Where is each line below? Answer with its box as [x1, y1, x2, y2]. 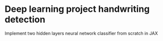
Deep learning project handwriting [4, 3, 150, 15]
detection [4, 14, 45, 25]
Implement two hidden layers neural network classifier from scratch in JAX [4, 30, 158, 36]
